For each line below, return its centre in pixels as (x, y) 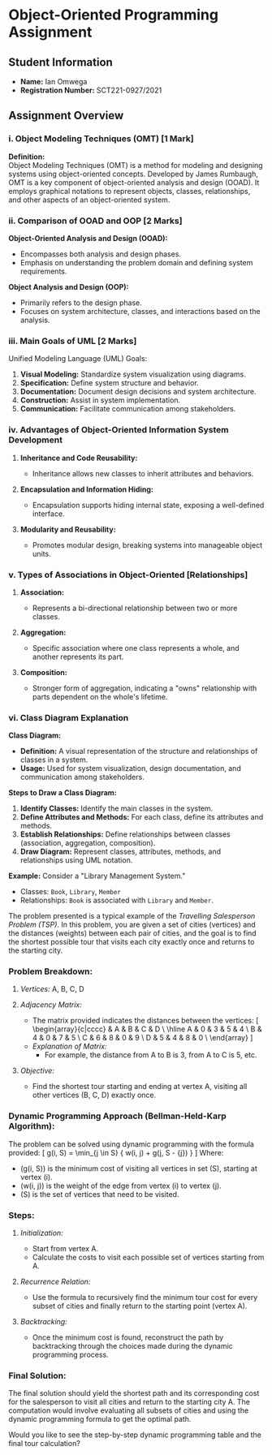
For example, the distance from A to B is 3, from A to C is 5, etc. (151, 1055)
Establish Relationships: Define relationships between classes (125, 834)
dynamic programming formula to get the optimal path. (100, 1419)
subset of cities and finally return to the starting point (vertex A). (140, 1306)
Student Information (61, 62)
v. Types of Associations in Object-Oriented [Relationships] (128, 575)
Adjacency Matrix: (51, 1005)
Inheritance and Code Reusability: (79, 458)
